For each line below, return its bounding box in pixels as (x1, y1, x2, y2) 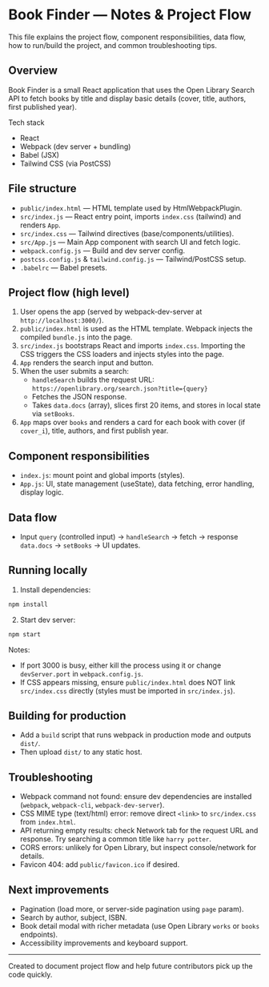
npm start (8, 630, 42, 638)
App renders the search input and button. (19, 358, 155, 367)
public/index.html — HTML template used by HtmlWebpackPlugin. (19, 203, 243, 213)
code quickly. (8, 970, 53, 979)
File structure (8, 182, 77, 195)
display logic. (19, 487, 64, 497)
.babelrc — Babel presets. (19, 263, 108, 272)
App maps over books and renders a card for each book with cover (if (19, 418, 246, 427)
